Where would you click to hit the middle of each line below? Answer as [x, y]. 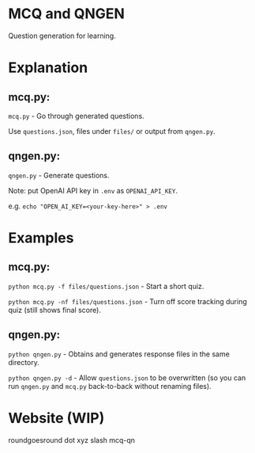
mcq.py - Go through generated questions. [76, 116]
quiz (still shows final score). [54, 310]
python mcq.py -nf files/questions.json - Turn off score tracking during [127, 301]
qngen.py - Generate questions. [59, 175]
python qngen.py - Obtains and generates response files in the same [119, 354]
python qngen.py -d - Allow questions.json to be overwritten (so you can [127, 378]
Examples [41, 238]
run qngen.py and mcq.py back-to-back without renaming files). [110, 386]
